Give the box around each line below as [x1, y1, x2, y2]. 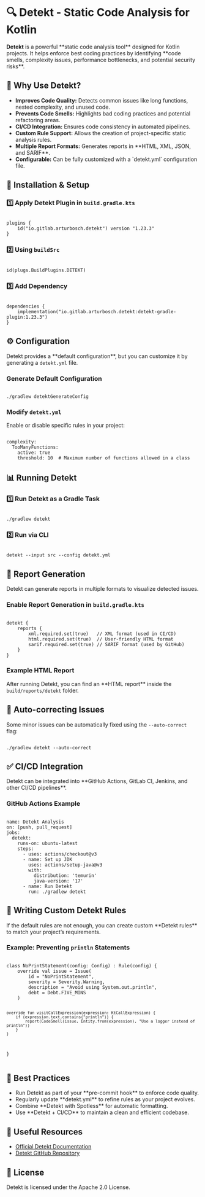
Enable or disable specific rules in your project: [6, 422, 125, 429]
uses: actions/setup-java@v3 [28, 862, 103, 868]
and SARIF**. [15, 149, 51, 156]
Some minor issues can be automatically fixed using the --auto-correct [6, 720, 187, 728]
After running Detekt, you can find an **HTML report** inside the [6, 680, 172, 687]
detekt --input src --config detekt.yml [6, 552, 111, 558]
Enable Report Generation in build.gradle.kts [6, 601, 145, 609]
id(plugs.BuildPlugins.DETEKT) [6, 267, 86, 273]
